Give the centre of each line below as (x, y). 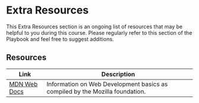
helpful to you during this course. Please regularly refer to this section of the (99, 32)
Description (118, 74)
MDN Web (23, 84)
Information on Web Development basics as (107, 84)
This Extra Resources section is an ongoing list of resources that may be (94, 26)
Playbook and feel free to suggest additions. (60, 39)
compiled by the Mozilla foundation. (96, 91)
